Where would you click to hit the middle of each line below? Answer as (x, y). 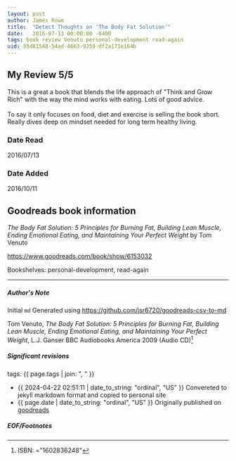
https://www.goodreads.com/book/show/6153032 (80, 257)
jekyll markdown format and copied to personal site (92, 395)
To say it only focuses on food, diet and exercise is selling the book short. (113, 114)
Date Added (28, 174)
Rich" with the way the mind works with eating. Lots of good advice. (106, 99)
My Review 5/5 (40, 75)
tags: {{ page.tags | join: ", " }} (51, 374)
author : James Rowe (36, 20)
